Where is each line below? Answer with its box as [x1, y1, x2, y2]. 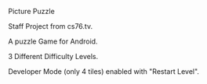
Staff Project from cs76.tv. [8, 22, 93, 30]
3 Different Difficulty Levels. [8, 52, 99, 61]
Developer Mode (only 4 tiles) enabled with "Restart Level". [8, 67, 200, 76]
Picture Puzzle [8, 7, 55, 16]
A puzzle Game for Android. [8, 37, 98, 46]
